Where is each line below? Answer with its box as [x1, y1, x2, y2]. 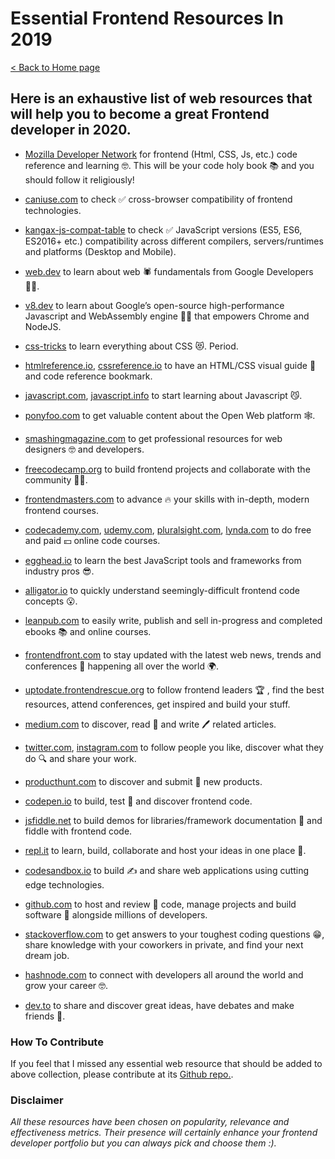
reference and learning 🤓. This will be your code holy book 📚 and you [24, 159, 315, 171]
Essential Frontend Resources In [10, 7, 284, 30]
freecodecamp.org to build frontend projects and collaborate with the [24, 463, 311, 475]
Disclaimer [10, 1093, 64, 1107]
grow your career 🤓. [24, 979, 109, 991]
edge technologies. [24, 878, 105, 891]
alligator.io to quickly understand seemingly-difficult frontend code [24, 584, 300, 596]
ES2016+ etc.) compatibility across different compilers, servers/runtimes [24, 235, 324, 247]
